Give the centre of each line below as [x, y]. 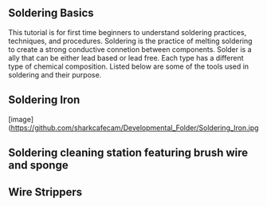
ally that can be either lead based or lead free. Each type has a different [126, 57]
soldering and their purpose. [55, 74]
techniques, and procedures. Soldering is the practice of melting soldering [130, 41]
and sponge [39, 166]
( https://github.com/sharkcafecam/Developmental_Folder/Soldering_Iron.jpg [133, 128]
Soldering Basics [51, 13]
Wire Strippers [45, 192]
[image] [21, 119]
